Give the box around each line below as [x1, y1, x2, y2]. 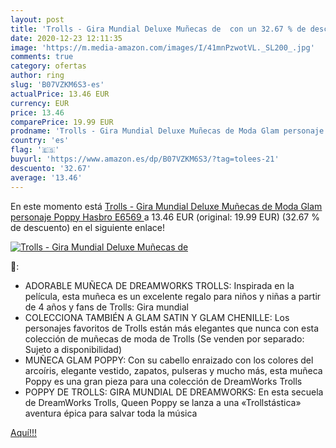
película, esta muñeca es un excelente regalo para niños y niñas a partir [24, 290, 322, 302]
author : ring [10, 71, 65, 81]
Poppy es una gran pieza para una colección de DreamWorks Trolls [24, 375, 303, 387]
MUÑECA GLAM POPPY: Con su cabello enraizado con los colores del [24, 354, 314, 366]
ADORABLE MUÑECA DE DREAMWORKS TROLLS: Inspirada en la [24, 279, 295, 291]
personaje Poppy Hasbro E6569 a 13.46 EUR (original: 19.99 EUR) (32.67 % [10, 211, 320, 223]
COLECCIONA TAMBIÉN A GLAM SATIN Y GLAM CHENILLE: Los [24, 311, 290, 323]
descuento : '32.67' [10, 163, 92, 173]
